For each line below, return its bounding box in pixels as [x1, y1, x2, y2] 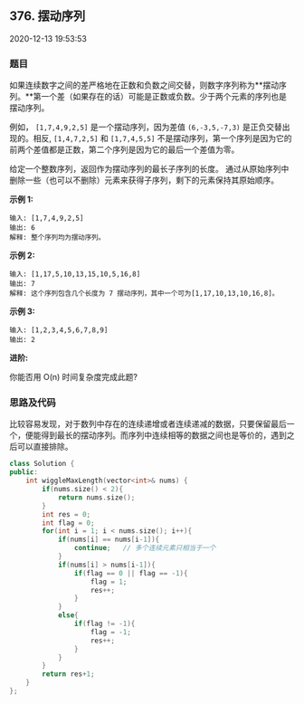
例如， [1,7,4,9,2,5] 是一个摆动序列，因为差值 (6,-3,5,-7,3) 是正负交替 [9, 121, 282, 133]
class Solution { [9, 460, 75, 469]
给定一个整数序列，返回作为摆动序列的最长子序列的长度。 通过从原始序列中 [9, 164, 290, 175]
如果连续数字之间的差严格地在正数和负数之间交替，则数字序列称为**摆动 [9, 80, 280, 90]
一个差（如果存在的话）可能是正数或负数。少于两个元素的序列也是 [41, 91, 288, 102]
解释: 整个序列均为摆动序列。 [9, 233, 106, 243]
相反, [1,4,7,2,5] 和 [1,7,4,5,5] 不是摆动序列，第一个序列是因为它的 [33, 133, 292, 144]
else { [57, 611, 79, 620]
